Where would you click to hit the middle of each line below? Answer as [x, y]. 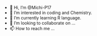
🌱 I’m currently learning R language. [45, 18]
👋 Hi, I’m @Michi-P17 [31, 8]
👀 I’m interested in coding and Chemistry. [51, 13]
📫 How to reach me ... [32, 28]
